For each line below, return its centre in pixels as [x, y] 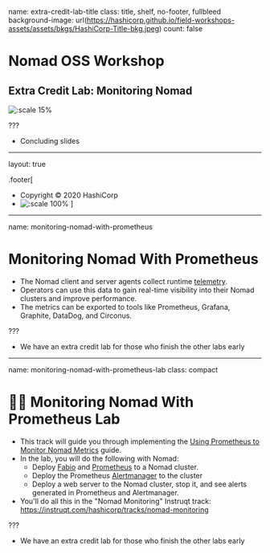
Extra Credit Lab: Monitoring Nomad [100, 90]
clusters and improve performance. [78, 298]
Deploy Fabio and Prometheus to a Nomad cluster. [115, 467]
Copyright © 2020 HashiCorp [69, 195]
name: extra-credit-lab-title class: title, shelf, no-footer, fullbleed [115, 12]
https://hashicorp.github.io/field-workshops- [161, 20]
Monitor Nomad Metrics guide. [71, 449]
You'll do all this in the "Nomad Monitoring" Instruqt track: [115, 501]
